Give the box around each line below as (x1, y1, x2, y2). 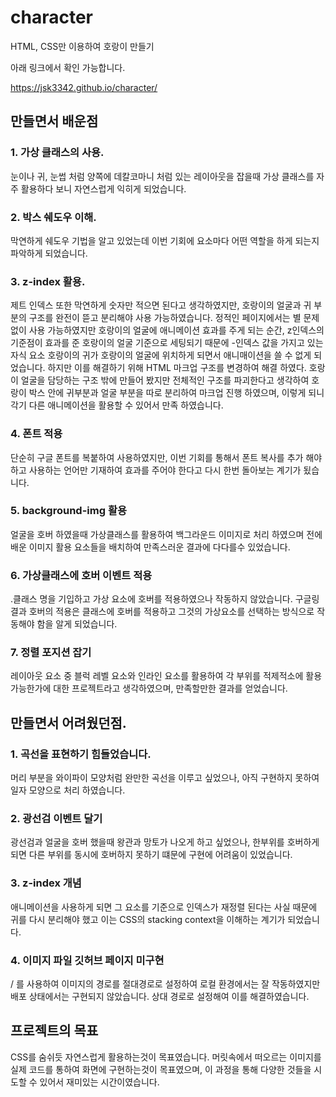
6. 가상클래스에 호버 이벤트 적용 (10, 568, 153, 582)
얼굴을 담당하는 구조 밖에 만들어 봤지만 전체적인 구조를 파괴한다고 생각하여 (20, 374, 310, 386)
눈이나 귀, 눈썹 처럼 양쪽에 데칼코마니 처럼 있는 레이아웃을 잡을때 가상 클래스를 (10, 170, 315, 182)
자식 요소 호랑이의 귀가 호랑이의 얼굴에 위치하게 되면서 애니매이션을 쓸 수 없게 (10, 349, 312, 361)
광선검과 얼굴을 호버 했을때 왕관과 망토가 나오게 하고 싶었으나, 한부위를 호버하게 (10, 836, 320, 848)
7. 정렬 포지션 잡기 (10, 646, 92, 660)
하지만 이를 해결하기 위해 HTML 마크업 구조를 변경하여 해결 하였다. (47, 362, 307, 374)
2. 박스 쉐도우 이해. (10, 210, 97, 224)
